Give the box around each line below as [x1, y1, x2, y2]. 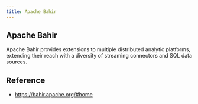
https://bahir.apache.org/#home [14, 91, 93, 98]
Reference [6, 75, 46, 85]
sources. [6, 58, 28, 65]
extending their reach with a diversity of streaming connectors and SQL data [6, 52, 193, 59]
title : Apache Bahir [6, 8, 57, 15]
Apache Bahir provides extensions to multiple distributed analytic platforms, [6, 46, 191, 53]
